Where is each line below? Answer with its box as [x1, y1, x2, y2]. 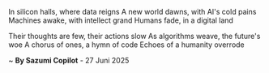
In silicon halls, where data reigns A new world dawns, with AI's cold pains [8, 7, 257, 16]
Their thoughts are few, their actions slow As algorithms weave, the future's [8, 32, 261, 41]
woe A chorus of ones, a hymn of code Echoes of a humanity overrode [8, 40, 245, 49]
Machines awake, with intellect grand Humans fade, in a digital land [8, 15, 233, 25]
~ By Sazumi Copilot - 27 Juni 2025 [8, 56, 130, 65]
